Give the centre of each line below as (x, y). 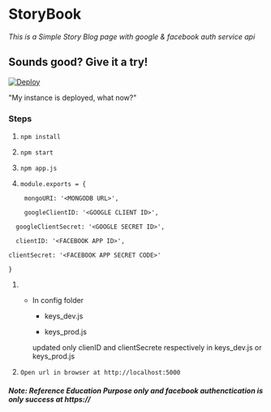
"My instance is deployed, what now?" (73, 98)
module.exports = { (53, 184)
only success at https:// (49, 399)
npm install (40, 137)
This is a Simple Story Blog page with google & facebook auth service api (132, 37)
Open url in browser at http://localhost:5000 (100, 373)
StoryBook (45, 14)
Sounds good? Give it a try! (78, 62)
